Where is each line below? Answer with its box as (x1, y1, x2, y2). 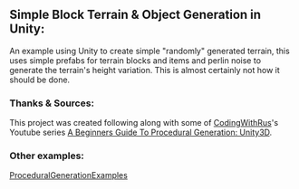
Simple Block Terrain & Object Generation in (9, 7, 261, 23)
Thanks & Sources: (9, 97, 95, 109)
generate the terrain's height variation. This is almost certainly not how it (9, 64, 280, 75)
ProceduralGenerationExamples (9, 170, 129, 181)
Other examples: (9, 149, 84, 162)
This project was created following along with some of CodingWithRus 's (9, 118, 279, 128)
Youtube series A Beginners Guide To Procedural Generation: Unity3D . (9, 127, 273, 138)
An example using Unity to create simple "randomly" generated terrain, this (9, 45, 290, 56)
